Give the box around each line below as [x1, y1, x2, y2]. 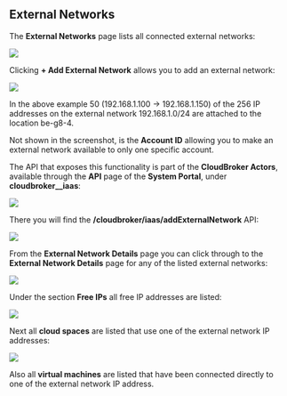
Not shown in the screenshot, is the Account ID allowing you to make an [9, 134, 274, 145]
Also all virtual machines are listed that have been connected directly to [9, 368, 274, 379]
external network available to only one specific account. [9, 144, 215, 155]
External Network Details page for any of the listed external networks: [9, 257, 268, 268]
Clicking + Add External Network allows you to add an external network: [9, 64, 275, 75]
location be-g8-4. [9, 117, 74, 128]
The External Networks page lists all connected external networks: [9, 30, 256, 41]
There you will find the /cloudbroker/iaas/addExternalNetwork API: [9, 214, 259, 225]
